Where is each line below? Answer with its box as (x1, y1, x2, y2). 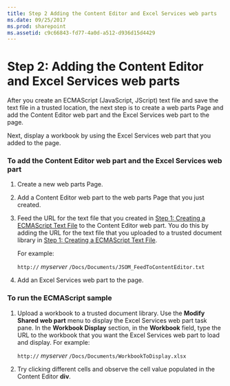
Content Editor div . (17, 372, 71, 380)
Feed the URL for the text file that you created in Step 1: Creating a (17, 214, 205, 222)
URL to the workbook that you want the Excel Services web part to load (17, 331, 220, 339)
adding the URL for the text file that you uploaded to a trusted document (17, 228, 222, 237)
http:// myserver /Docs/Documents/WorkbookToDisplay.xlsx (17, 352, 187, 360)
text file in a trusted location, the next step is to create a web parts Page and (7, 104, 224, 112)
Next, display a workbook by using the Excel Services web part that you (7, 131, 211, 140)
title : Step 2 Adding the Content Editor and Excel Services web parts (7, 10, 217, 17)
